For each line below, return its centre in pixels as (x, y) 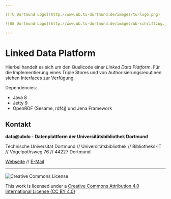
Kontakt (18, 124)
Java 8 (20, 97)
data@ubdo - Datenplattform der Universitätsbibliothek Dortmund (77, 137)
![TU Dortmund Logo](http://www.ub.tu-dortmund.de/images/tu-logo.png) (83, 14)
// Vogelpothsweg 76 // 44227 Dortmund (48, 152)
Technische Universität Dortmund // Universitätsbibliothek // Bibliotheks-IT (83, 146)
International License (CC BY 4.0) (40, 191)
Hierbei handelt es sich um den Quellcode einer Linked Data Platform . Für (83, 67)
